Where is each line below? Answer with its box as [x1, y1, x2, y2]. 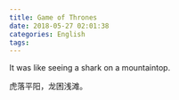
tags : [9, 37, 29, 47]
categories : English [9, 29, 86, 38]
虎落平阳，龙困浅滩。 [9, 81, 87, 92]
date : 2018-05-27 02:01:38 [9, 21, 110, 30]
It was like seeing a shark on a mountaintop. [9, 62, 171, 73]
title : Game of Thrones [9, 12, 98, 22]
